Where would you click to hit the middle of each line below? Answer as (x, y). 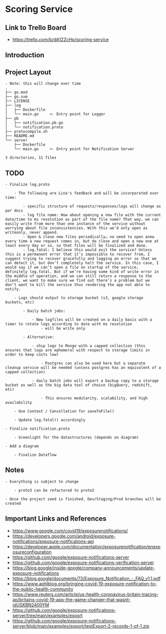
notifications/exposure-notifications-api (53, 541)
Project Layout (28, 72)
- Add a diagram (22, 446)
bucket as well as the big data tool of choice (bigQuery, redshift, (79, 385)
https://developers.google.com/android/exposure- (64, 536)
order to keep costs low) (32, 355)
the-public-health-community (43, 589)
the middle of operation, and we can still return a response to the (79, 276)
